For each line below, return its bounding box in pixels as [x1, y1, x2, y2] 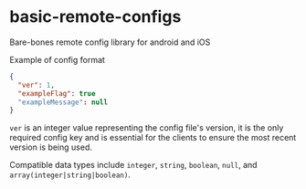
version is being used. [9, 142, 93, 152]
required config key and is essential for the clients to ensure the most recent [9, 132, 297, 143]
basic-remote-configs [9, 6, 182, 27]
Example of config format [9, 54, 105, 65]
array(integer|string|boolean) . [9, 169, 131, 180]
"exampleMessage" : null [17, 98, 108, 107]
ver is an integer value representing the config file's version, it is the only [9, 122, 284, 133]
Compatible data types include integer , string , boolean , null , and [9, 160, 258, 171]
